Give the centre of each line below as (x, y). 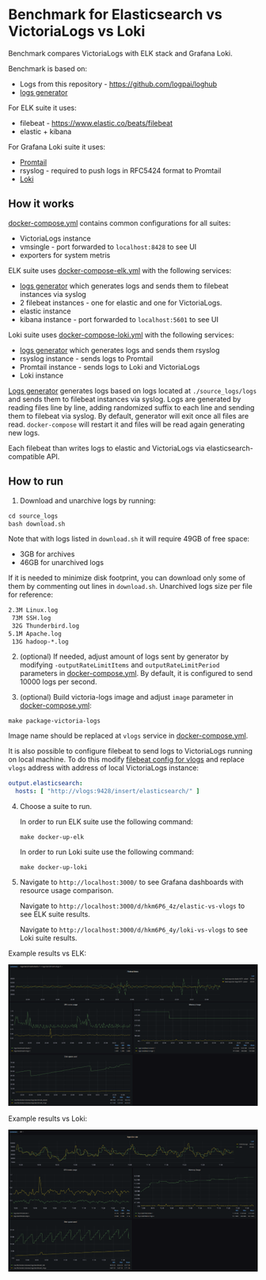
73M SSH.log (31, 618)
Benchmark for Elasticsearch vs (116, 15)
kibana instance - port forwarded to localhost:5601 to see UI (119, 319)
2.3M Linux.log (33, 610)
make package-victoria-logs (55, 721)
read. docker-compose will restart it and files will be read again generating (127, 424)
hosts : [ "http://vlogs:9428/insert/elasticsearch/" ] (108, 792)
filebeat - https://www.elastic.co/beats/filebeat (96, 123)
